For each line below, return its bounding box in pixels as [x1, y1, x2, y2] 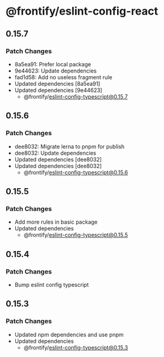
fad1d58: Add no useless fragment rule [14, 73, 113, 80]
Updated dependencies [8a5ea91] [14, 80, 101, 87]
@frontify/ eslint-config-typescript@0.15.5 [23, 232, 129, 239]
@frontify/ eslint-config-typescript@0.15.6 [23, 169, 129, 176]
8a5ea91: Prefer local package [14, 60, 91, 68]
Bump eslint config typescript [14, 281, 89, 288]
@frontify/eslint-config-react [5, 4, 159, 18]
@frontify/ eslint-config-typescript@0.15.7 [23, 93, 128, 100]
